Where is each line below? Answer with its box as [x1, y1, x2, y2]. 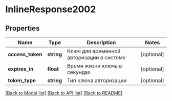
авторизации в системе [67, 54, 126, 61]
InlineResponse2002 [5, 4, 96, 15]
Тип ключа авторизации [67, 77, 127, 84]
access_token [8, 51, 42, 58]
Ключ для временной [67, 47, 121, 55]
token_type [8, 77, 36, 84]
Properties [5, 24, 40, 33]
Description [87, 39, 116, 46]
